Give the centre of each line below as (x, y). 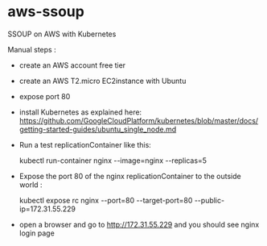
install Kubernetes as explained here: (80, 112)
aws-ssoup (46, 12)
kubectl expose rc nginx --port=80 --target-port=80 (106, 200)
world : (31, 185)
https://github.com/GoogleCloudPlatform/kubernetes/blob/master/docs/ (139, 120)
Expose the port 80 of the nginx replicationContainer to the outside (130, 176)
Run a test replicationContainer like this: (85, 144)
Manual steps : (32, 49)
